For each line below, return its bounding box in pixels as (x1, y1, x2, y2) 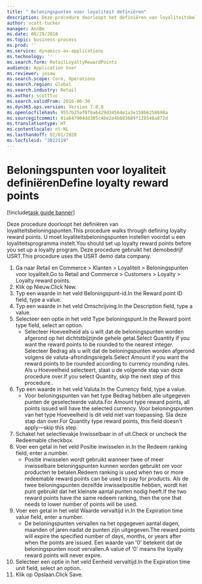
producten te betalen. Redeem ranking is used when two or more (24, 469, 184, 476)
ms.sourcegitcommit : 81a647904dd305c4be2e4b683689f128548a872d (7, 115, 168, 121)
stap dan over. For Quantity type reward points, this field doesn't (24, 417, 182, 425)
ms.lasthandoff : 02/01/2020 (7, 132, 77, 138)
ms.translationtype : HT (7, 121, 67, 127)
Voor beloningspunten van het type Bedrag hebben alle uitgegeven (24, 392, 191, 399)
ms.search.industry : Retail (7, 87, 77, 93)
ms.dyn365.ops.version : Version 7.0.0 (7, 103, 104, 110)
